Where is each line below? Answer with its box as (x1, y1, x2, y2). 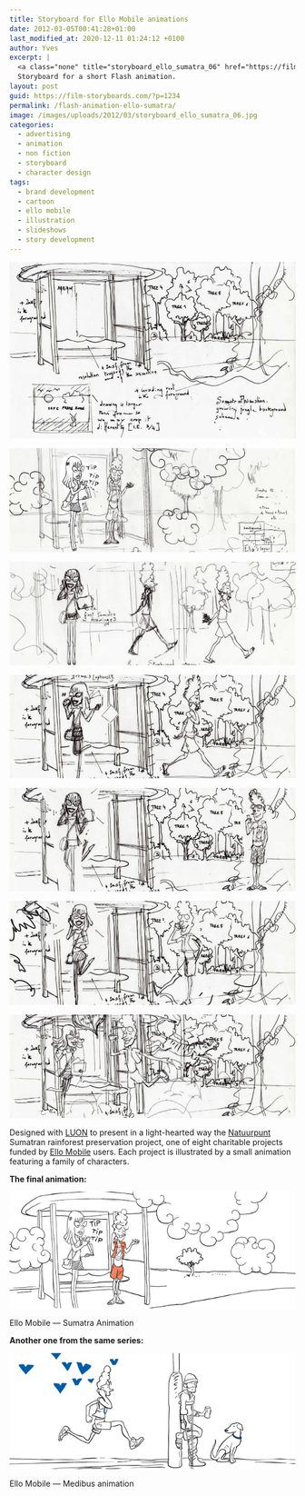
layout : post (9, 82, 59, 91)
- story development (17, 235, 95, 244)
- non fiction (17, 149, 71, 158)
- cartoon (17, 196, 54, 206)
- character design (17, 168, 92, 177)
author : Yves (9, 44, 59, 53)
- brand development (17, 187, 95, 196)
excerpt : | (9, 53, 51, 63)
